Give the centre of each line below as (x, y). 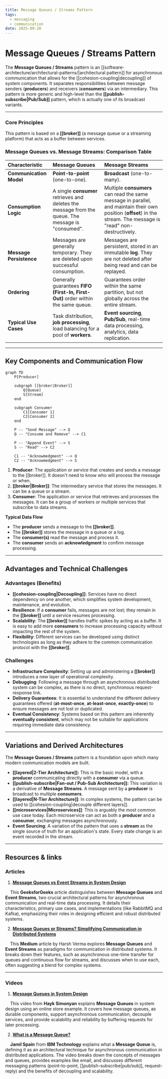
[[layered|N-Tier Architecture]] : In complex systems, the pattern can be (87, 799)
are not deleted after (128, 258)
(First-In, (63, 292)
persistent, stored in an (131, 246)
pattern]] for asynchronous (134, 73)
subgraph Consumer (33, 408)
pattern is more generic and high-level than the (54, 94)
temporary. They (72, 252)
